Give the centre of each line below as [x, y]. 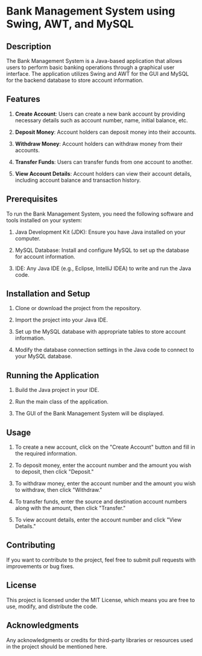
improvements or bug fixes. [40, 566]
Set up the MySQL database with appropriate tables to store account [100, 332]
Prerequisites [32, 199]
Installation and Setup [48, 294]
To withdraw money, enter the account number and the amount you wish [105, 483]
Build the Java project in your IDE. [57, 390]
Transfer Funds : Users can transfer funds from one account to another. [104, 162]
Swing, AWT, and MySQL [70, 24]
